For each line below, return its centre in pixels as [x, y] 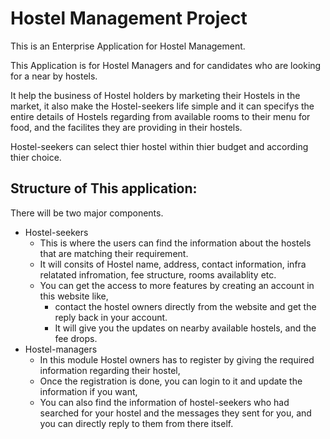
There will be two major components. [87, 213]
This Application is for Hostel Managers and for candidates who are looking [166, 65]
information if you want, [88, 391]
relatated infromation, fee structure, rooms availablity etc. [158, 274]
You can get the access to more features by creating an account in [177, 285]
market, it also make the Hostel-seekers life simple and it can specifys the [162, 106]
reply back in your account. [111, 317]
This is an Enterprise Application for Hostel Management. [128, 46]
